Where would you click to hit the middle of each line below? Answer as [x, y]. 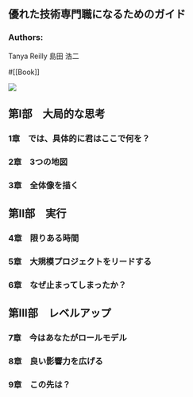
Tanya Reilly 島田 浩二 [44, 56]
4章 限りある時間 [44, 238]
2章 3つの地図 [38, 162]
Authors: [26, 37]
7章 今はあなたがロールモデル [68, 338]
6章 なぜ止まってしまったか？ [68, 285]
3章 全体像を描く [44, 185]
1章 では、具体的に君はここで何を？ [79, 138]
